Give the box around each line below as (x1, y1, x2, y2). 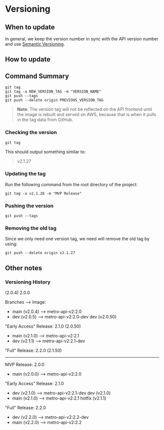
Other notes (5, 263, 42, 272)
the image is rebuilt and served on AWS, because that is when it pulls (17, 112, 156, 118)
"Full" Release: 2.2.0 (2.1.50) (5, 348, 62, 354)
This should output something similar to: (5, 148, 86, 155)
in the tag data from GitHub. (17, 117, 73, 123)
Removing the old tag (5, 225, 57, 232)
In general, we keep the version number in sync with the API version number (5, 36, 159, 42)
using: (5, 241, 18, 247)
